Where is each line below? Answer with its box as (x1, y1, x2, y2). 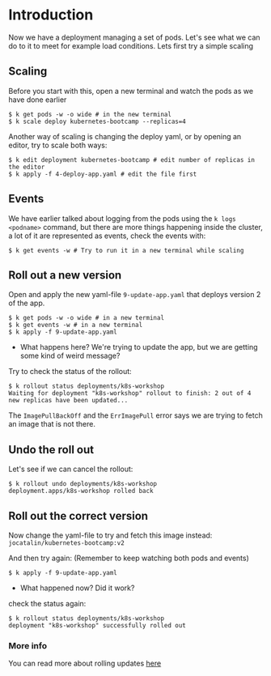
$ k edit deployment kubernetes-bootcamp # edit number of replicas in (8, 155, 255, 164)
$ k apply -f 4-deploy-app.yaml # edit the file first (8, 170, 197, 178)
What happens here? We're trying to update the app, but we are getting (19, 342, 258, 352)
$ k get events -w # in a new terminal (8, 321, 143, 329)
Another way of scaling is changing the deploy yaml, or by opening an (8, 131, 242, 141)
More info (8, 640, 47, 651)
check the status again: (8, 599, 87, 608)
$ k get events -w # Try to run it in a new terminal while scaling (8, 246, 244, 254)
